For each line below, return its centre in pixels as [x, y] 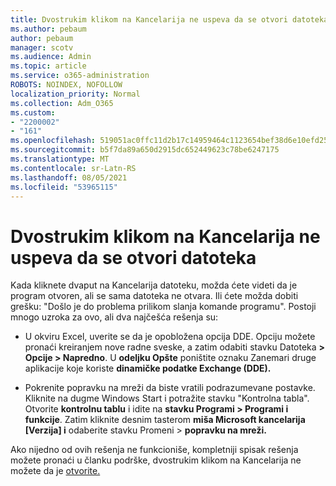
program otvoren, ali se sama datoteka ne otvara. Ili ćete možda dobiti [154, 296]
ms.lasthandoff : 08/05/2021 [69, 177]
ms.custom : [33, 112]
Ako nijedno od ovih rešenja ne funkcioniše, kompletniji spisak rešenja [154, 450]
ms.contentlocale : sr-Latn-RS [73, 168]
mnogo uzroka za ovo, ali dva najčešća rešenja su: [114, 317]
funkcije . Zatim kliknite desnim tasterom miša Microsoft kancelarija [165, 420]
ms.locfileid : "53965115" [64, 187]
